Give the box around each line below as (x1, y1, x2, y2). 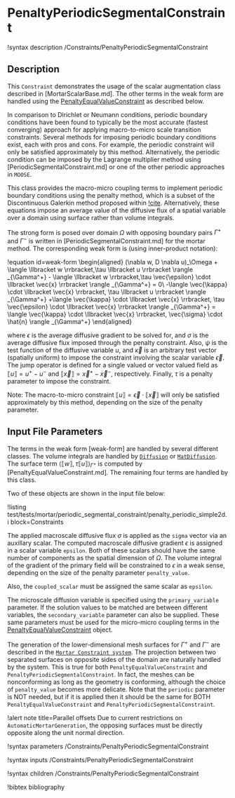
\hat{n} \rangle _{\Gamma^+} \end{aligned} (7, 318, 133, 326)
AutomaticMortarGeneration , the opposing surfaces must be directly (7, 721, 203, 729)
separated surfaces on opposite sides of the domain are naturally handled (7, 655, 221, 663)
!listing (7, 503, 27, 511)
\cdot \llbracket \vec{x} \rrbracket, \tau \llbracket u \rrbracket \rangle (7, 288, 207, 296)
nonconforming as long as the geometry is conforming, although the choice (7, 677, 226, 686)
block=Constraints (10, 518, 65, 527)
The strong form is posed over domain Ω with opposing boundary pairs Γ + (7, 226, 222, 236)
